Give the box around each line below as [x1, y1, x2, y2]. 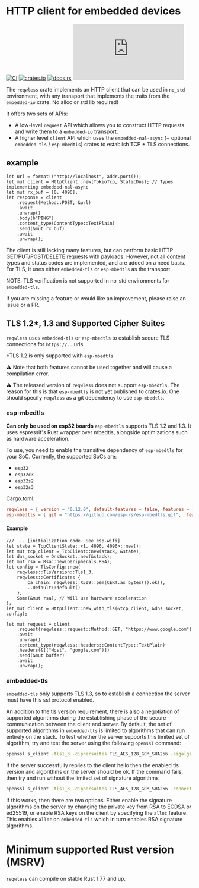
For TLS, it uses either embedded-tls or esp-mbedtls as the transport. [6, 265, 172, 272]
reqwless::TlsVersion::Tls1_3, [17, 569, 94, 575]
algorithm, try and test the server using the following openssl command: [6, 739, 182, 747]
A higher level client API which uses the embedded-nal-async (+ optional [14, 134, 191, 141]
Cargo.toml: [6, 495, 35, 502]
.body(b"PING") [17, 215, 54, 221]
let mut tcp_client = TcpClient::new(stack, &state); [6, 548, 142, 554]
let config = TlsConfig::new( [6, 564, 81, 570]
